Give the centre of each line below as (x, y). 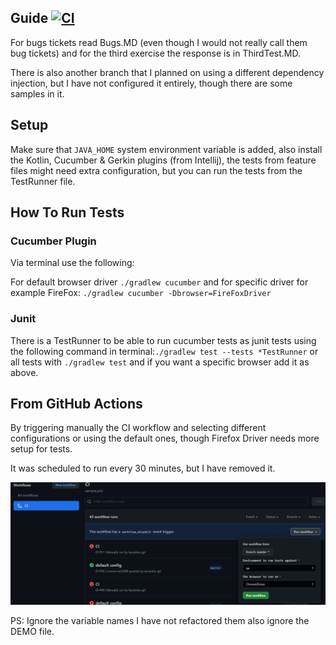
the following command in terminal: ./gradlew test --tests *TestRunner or (164, 351)
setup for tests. (41, 449)
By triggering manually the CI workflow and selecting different (138, 428)
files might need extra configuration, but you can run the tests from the (156, 170)
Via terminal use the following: (72, 263)
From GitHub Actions (76, 404)
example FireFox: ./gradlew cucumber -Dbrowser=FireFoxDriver (141, 293)
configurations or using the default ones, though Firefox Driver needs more (165, 438)
